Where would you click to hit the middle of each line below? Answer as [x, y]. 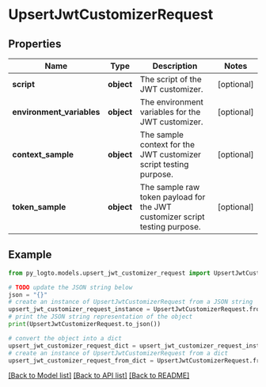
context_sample [43, 154]
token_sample [39, 207]
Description [175, 66]
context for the [167, 144]
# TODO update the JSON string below [70, 287]
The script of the [171, 79]
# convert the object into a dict [65, 338]
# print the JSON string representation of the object [101, 317]
